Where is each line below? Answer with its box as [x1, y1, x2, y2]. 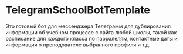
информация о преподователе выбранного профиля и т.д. [5, 41, 151, 48]
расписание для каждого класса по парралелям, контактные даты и [5, 35, 178, 42]
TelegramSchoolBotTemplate [5, 3, 151, 17]
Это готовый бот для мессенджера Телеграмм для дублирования [5, 23, 171, 30]
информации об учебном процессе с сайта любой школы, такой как [5, 28, 177, 35]
